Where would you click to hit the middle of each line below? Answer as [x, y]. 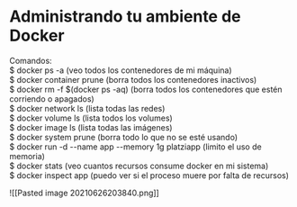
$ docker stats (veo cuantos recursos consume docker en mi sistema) [139, 166]
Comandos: [31, 60]
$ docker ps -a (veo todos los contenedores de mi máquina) [121, 70]
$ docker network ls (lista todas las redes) [87, 108]
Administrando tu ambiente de [125, 17]
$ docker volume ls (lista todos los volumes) [91, 118]
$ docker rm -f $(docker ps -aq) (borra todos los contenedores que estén [146, 89]
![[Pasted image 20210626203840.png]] [84, 193]
